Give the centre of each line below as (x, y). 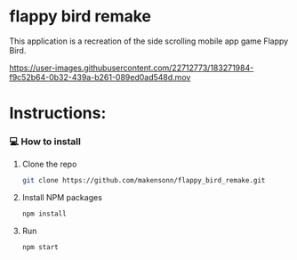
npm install (44, 214)
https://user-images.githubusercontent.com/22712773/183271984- (132, 68)
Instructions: (58, 114)
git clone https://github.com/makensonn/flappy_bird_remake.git (144, 181)
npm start (40, 248)
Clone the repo (49, 164)
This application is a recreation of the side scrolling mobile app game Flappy (149, 41)
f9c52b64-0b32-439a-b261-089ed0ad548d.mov (100, 77)
